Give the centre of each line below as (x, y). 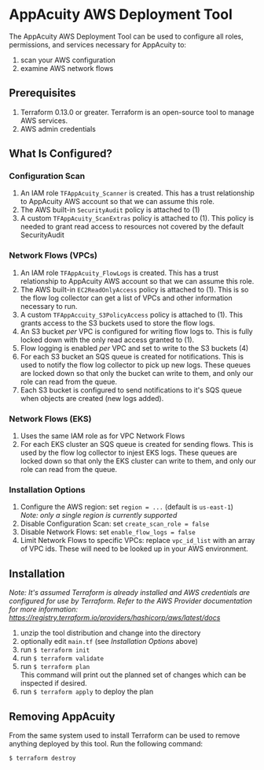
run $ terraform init (55, 650)
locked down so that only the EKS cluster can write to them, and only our (138, 461)
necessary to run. (49, 306)
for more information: (44, 609)
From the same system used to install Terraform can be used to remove (125, 735)
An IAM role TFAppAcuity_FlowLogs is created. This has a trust (119, 273)
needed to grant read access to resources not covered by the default (132, 227)
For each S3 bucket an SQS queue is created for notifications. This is (132, 356)
